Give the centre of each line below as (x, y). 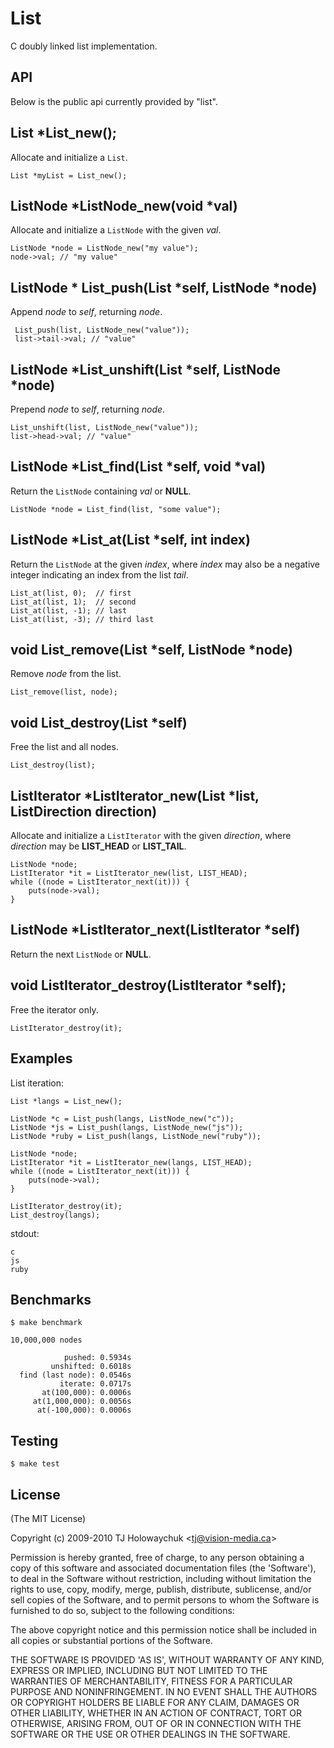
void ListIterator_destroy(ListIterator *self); (148, 985)
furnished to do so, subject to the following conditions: (122, 1610)
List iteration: (37, 1083)
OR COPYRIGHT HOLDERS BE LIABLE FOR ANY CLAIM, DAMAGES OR (155, 1702)
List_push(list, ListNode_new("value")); (102, 330)
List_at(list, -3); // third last (82, 619)
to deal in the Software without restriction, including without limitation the (161, 1578)
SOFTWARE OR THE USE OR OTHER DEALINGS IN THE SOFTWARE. (150, 1734)
